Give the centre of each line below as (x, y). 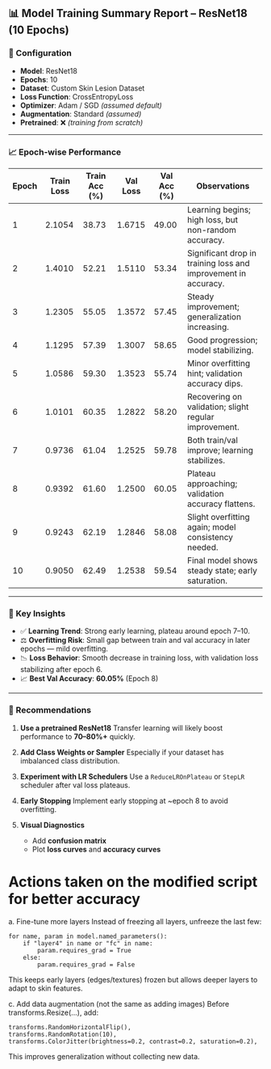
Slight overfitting (218, 517)
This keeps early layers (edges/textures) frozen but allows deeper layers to (133, 979)
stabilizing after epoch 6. (61, 670)
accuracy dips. (215, 383)
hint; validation (215, 373)
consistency (210, 537)
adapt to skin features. (46, 988)
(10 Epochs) (39, 30)
